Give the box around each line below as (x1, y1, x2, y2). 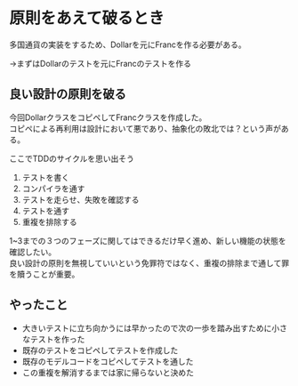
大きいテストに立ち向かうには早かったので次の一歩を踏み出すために (21, 322, 272, 334)
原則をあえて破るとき (9, 8, 165, 28)
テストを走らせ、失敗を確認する (21, 194, 140, 205)
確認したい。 (9, 246, 56, 257)
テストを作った (29, 334, 85, 344)
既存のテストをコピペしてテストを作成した (21, 344, 179, 356)
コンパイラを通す (21, 183, 85, 194)
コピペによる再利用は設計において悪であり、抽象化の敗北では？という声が (9, 123, 282, 133)
